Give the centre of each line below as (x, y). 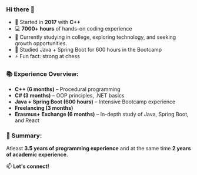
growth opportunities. (41, 43)
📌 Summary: (24, 136)
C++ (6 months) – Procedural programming (67, 89)
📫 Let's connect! (28, 166)
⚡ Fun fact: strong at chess (47, 56)
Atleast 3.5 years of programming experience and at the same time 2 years (98, 148)
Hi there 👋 (21, 9)
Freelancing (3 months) (44, 107)
